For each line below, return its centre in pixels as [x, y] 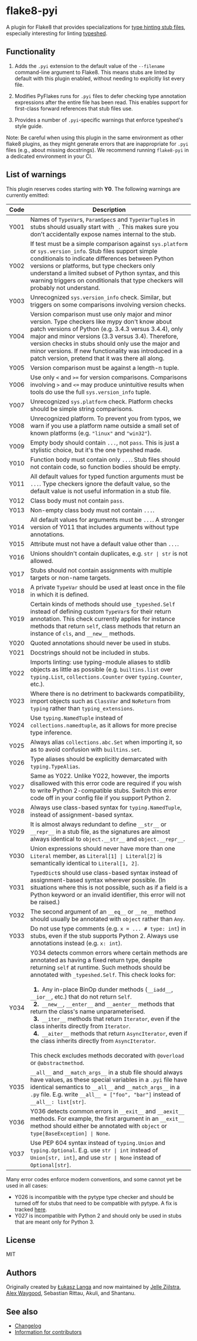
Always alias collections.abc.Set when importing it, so [106, 742]
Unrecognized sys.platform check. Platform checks [102, 402]
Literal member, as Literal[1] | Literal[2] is [96, 855]
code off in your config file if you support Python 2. [101, 798]
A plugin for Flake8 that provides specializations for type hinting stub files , [96, 27]
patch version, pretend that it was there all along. [97, 358]
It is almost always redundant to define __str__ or [98, 824]
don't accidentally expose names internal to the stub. [103, 234]
